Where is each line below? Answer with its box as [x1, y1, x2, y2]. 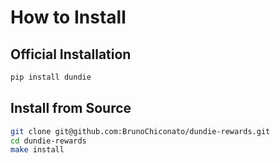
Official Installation [10, 46, 132, 63]
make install [10, 145, 65, 155]
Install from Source [10, 100, 132, 117]
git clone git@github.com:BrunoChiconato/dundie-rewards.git [10, 126, 271, 136]
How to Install [10, 6, 127, 29]
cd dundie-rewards [10, 136, 87, 146]
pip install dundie [10, 72, 92, 82]
